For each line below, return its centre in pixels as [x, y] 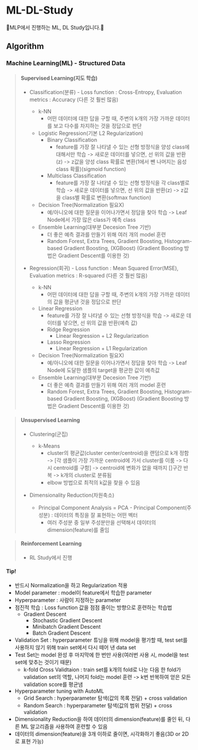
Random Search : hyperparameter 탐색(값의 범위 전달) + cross [98, 706]
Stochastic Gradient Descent [67, 620]
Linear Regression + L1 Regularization [102, 348]
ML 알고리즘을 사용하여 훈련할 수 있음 [64, 727]
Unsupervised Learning [50, 420]
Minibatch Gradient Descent [66, 627]
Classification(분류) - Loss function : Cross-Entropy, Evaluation [106, 92]
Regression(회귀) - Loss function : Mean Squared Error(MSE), [104, 268]
